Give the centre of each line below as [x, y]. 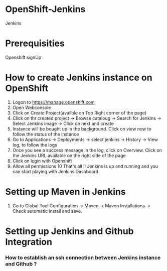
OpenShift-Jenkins [45, 9]
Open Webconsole [32, 107]
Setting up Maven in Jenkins [66, 192]
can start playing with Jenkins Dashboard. [56, 171]
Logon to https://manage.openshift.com [54, 102]
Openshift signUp [23, 57]
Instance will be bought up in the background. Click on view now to [82, 128]
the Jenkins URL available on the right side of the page [69, 155]
